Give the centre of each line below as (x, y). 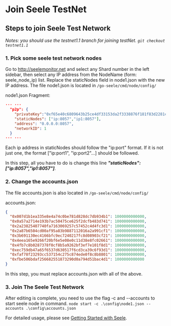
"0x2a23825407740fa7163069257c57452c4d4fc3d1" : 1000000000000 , (78, 226)
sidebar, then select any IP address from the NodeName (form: (71, 74)
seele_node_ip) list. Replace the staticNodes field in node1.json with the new (85, 80)
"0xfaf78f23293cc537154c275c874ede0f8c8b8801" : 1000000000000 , (78, 255)
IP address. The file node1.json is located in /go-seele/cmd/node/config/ (81, 86)
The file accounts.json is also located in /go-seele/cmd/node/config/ (77, 193)
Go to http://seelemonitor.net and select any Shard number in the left (77, 69)
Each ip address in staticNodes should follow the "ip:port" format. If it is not (84, 148)
